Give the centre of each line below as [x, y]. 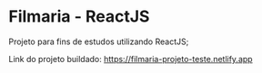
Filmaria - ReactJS [79, 17]
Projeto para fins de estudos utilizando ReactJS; [99, 41]
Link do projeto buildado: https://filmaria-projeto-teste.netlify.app [131, 59]
